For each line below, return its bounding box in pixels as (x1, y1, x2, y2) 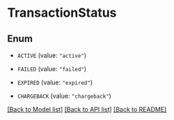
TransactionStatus (7, 5, 117, 21)
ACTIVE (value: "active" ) (17, 51, 87, 59)
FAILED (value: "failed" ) (17, 65, 87, 73)
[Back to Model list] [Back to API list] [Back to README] (7, 105, 167, 113)
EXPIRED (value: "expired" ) (17, 78, 93, 87)
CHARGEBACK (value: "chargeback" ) (17, 92, 111, 100)
